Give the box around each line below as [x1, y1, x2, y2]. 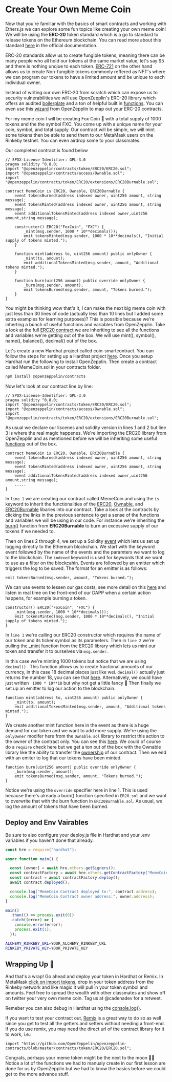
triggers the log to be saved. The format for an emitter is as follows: [5, 565, 147, 571]
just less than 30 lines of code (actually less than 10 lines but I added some [5, 310, 163, 316]
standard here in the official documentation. [5, 42, 98, 48]
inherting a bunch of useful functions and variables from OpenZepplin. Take [5, 321, 165, 327]
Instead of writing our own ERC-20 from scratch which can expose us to [5, 89, 158, 95]
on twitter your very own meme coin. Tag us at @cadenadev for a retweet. [5, 995, 162, 1002]
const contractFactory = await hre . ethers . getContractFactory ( [10, 871, 147, 876]
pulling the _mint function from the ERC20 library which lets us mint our [5, 643, 156, 649]
